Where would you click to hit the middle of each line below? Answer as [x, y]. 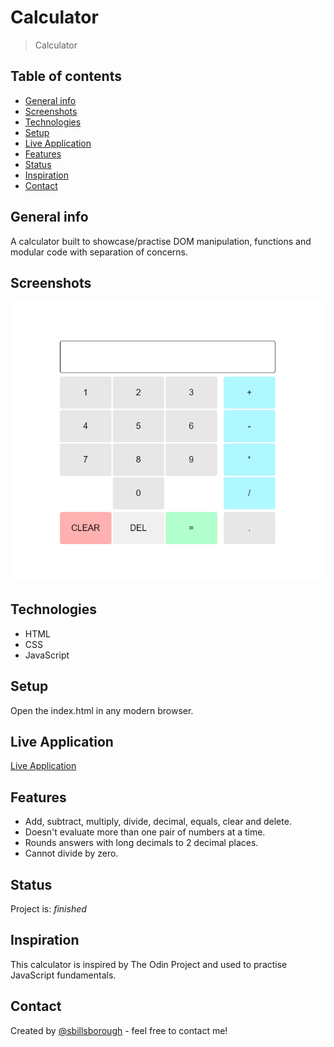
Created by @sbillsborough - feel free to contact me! [119, 1030]
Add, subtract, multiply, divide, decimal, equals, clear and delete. [158, 822]
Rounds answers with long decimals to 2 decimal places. [141, 843]
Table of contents [66, 76]
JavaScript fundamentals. [63, 975]
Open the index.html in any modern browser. [102, 710]
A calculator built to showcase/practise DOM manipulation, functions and [161, 241]
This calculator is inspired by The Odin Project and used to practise [149, 964]
